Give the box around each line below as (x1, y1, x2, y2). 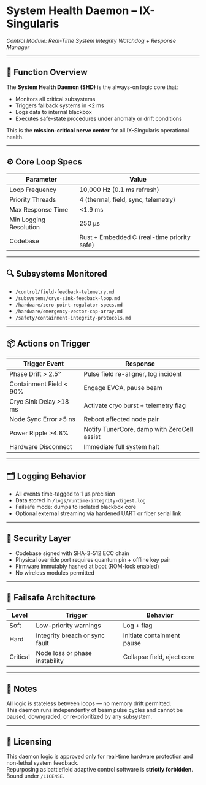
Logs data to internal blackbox (15, 108, 92, 115)
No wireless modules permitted (15, 569, 95, 576)
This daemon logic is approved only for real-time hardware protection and (6, 752, 193, 760)
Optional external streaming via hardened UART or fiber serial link (15, 510, 181, 517)
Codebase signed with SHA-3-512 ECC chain (15, 549, 130, 557)
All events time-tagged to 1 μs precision (15, 490, 115, 497)
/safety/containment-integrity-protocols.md (15, 315, 131, 321)
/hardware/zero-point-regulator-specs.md (15, 302, 123, 308)
